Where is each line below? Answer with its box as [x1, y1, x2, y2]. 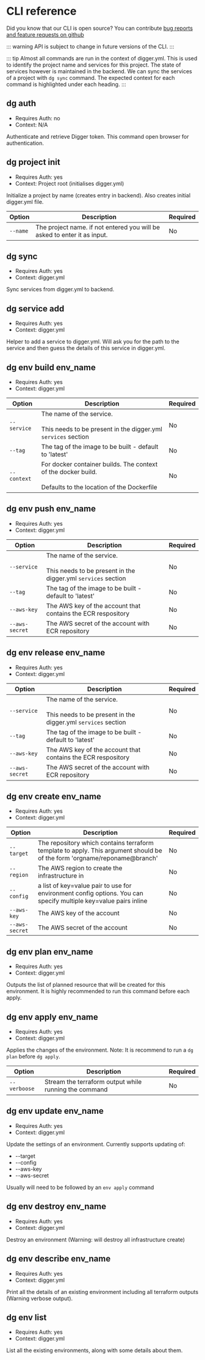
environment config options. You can [37, 889, 143, 898]
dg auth [6, 98, 37, 109]
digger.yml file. [6, 198, 44, 205]
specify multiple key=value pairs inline [37, 896, 148, 905]
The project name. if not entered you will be [35, 223, 160, 231]
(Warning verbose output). [6, 1295, 73, 1302]
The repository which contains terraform [37, 838, 154, 847]
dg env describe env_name [6, 1254, 111, 1264]
